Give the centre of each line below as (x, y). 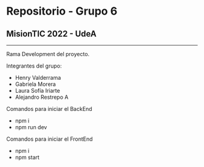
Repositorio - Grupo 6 (62, 11)
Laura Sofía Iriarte (38, 91)
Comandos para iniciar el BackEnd (49, 109)
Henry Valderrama (38, 78)
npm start (27, 157)
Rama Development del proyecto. (48, 54)
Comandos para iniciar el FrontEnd (49, 139)
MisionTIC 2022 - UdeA (52, 34)
